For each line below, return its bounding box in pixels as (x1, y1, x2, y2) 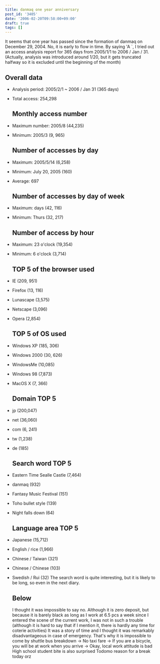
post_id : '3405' (5, 12, 38, 17)
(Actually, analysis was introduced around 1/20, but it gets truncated (5, 54, 142, 60)
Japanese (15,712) (12, 537, 48, 543)
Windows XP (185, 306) (12, 343, 59, 349)
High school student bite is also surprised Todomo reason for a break (12, 648, 151, 654)
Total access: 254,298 (12, 95, 57, 101)
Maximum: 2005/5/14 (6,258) (12, 159, 71, 165)
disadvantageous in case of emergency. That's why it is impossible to (12, 633, 151, 639)
